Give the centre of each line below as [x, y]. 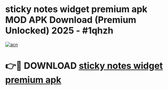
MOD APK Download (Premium [71, 20]
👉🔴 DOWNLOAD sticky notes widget [84, 66]
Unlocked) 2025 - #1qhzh [59, 31]
